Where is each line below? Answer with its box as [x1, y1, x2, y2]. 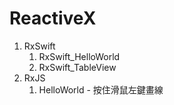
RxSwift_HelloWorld [38, 50, 121, 62]
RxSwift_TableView [38, 61, 117, 73]
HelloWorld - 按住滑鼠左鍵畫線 [38, 83, 164, 96]
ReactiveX [9, 7, 97, 30]
